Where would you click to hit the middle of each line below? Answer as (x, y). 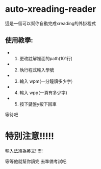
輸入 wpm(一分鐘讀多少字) (46, 81)
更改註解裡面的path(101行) (46, 58)
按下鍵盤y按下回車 (38, 104)
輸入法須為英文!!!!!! (24, 151)
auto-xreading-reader (51, 9)
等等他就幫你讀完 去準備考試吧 (36, 161)
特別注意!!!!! (30, 136)
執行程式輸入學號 (37, 69)
